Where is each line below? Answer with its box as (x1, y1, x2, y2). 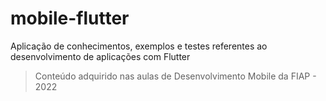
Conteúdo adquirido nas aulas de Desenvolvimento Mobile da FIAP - (34, 70, 317, 82)
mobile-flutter (10, 7, 130, 30)
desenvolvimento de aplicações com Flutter (10, 50, 191, 62)
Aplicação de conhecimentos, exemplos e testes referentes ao (10, 40, 268, 52)
